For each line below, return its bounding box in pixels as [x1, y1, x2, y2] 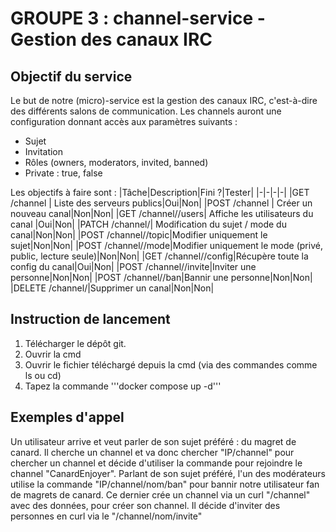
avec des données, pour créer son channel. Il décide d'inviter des [10, 499, 281, 511]
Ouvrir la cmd [24, 348, 82, 360]
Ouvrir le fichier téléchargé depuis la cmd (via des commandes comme [24, 358, 318, 371]
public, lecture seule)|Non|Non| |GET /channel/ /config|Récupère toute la [10, 250, 309, 262]
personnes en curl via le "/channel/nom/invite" [10, 510, 203, 522]
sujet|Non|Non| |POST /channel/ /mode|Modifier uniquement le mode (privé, [10, 240, 323, 251]
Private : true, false [24, 167, 103, 179]
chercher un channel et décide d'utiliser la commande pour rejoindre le [10, 457, 303, 469]
